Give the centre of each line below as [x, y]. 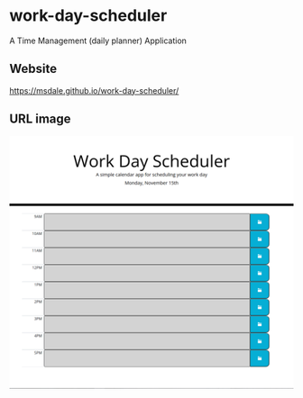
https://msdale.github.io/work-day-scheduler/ [94, 90]
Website [33, 69]
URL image [40, 119]
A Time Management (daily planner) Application [98, 41]
